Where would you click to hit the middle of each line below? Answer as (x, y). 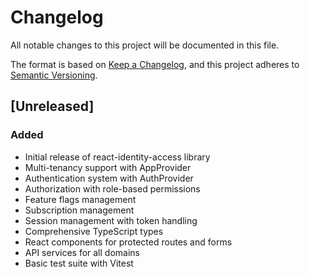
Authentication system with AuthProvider (109, 178)
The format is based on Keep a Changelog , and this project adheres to (155, 64)
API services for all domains (82, 252)
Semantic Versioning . (54, 75)
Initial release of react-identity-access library (117, 157)
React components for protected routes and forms (128, 242)
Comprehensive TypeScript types (94, 231)
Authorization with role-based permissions (112, 188)
